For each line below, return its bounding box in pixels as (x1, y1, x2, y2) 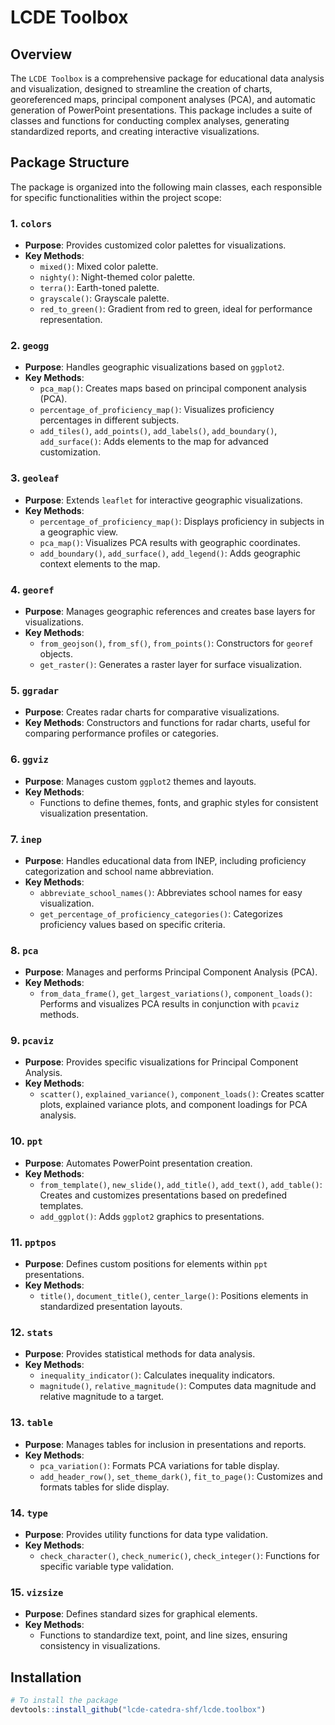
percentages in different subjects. (39, 414, 180, 426)
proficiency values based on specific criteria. (39, 918, 226, 930)
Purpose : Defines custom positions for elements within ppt (24, 1258, 268, 1270)
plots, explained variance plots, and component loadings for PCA (39, 1099, 308, 1111)
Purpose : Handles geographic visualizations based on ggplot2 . (24, 361, 285, 373)
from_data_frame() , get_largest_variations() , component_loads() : (39, 987, 313, 1000)
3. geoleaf (10, 471, 60, 485)
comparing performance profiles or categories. (24, 727, 220, 740)
